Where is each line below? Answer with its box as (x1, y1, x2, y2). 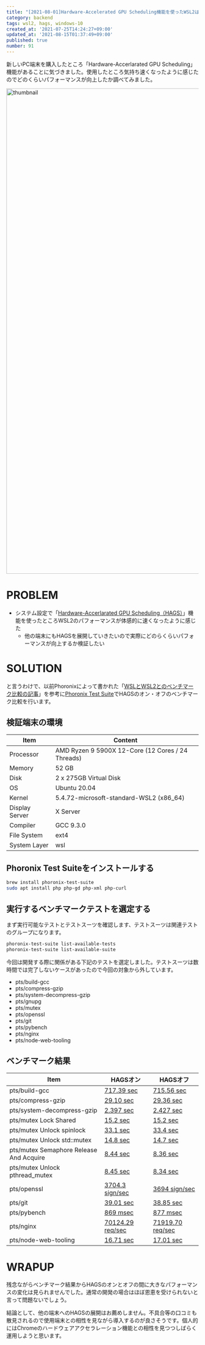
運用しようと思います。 (6, 1332, 65, 1340)
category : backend (6, 15, 53, 21)
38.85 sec (153, 1198, 183, 1206)
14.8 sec (104, 1136, 130, 1144)
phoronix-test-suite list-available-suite (6, 946, 116, 952)
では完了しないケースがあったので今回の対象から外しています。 (16, 966, 177, 973)
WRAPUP (6, 1260, 55, 1274)
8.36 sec (153, 1149, 179, 1158)
